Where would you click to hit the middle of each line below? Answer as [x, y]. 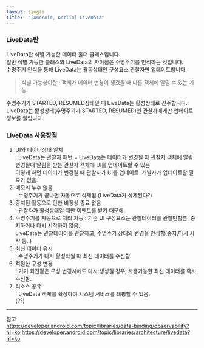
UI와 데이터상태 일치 [39, 150]
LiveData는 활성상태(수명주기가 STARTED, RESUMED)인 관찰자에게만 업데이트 [100, 111]
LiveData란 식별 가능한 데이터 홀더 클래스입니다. [63, 54]
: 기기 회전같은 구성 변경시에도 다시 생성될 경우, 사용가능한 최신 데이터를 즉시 [106, 271]
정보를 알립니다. [25, 118]
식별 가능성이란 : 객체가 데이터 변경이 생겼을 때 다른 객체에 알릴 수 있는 [104, 82]
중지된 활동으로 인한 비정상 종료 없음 [58, 203]
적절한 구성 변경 [34, 264]
